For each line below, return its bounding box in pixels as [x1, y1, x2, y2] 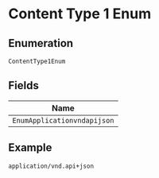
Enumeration [8, 37, 74, 50]
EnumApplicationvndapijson [12, 116, 114, 125]
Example [8, 141, 52, 155]
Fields [8, 79, 40, 92]
